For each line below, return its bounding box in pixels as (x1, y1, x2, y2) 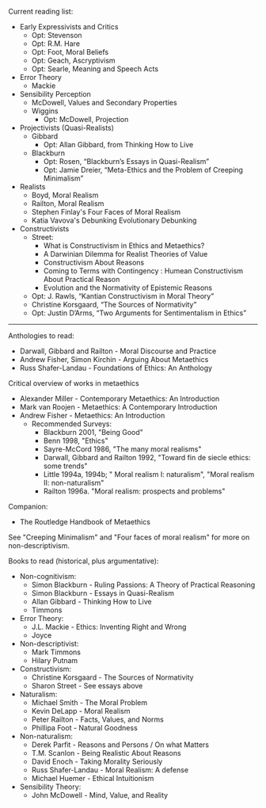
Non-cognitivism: (19, 572, 77, 581)
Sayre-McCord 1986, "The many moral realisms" (43, 444, 202, 454)
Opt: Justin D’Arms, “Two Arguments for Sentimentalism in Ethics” (31, 308, 247, 318)
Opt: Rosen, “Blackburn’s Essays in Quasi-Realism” (43, 157, 210, 166)
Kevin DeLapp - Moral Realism (31, 707, 131, 715)
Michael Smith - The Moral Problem (31, 698, 148, 707)
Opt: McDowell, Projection (43, 115, 129, 124)
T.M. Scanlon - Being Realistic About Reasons (31, 749, 181, 757)
